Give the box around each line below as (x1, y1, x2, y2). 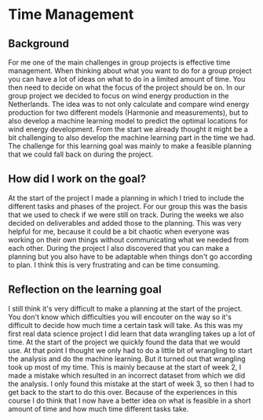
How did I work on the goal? (8, 172, 147, 186)
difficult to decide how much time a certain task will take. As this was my (8, 320, 243, 330)
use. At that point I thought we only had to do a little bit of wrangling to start (8, 345, 253, 355)
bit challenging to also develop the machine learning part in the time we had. (8, 133, 256, 142)
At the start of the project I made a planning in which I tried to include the (8, 193, 245, 202)
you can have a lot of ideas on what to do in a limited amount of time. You (8, 75, 246, 83)
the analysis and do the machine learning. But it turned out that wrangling (8, 354, 246, 363)
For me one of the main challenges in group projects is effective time (8, 57, 231, 67)
